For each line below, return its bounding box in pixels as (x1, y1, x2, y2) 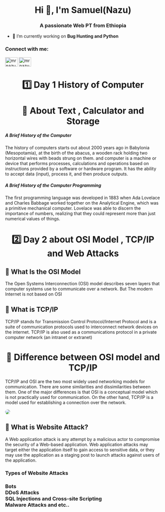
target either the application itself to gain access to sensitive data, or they (5, 447, 155, 453)
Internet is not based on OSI (5, 291, 62, 297)
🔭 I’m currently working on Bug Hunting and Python (12, 33, 119, 39)
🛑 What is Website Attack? (5, 423, 88, 431)
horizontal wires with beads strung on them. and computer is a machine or (5, 155, 157, 161)
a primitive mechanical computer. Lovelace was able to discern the (5, 205, 141, 212)
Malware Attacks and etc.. (5, 501, 70, 508)
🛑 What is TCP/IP (5, 305, 58, 314)
